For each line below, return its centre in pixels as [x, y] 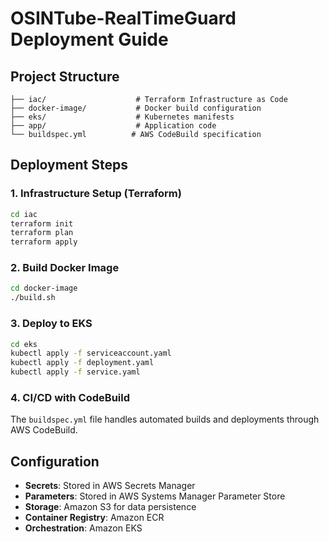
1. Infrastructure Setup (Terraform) [96, 194]
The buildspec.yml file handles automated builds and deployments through [165, 419]
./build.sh [33, 298]
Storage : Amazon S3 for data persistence [110, 507]
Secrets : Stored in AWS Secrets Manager [110, 486]
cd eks [24, 344]
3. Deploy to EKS [51, 324]
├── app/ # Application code [113, 126]
